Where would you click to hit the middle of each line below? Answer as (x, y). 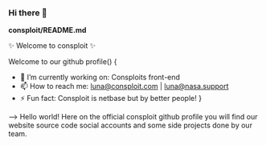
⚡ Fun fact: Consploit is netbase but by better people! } (111, 99)
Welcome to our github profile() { (63, 62)
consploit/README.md (47, 30)
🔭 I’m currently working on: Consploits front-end (100, 77)
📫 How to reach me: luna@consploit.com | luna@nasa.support (124, 87)
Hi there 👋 (28, 13)
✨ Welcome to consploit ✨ (52, 46)
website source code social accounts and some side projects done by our (131, 125)
